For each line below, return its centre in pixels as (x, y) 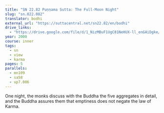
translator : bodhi (24, 19)
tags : (10, 46)
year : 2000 (16, 37)
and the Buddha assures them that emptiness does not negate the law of (78, 101)
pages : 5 (14, 64)
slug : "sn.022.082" (25, 14)
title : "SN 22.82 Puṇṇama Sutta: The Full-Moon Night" (62, 9)
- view (16, 55)
